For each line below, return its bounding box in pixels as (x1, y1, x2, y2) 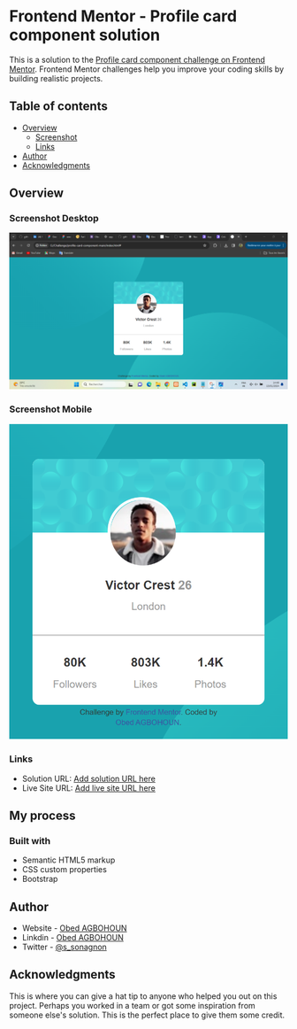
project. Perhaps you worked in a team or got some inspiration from (9, 1000, 256, 1010)
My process (9, 808, 76, 823)
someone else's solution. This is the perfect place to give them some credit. (9, 1010, 286, 1020)
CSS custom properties (21, 864, 108, 875)
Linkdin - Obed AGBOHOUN (21, 932, 124, 942)
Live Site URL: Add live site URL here (21, 782, 156, 793)
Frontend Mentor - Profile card (9, 6, 237, 27)
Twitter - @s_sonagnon (21, 941, 108, 952)
